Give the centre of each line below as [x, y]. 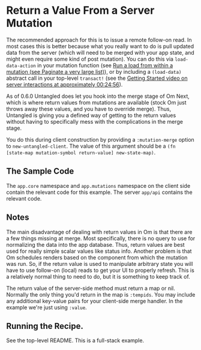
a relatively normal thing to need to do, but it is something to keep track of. [98, 276]
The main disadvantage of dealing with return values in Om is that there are [99, 232]
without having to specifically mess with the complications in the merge [94, 121]
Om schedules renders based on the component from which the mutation [97, 257]
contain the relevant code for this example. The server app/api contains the [100, 192]
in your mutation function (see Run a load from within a [105, 65]
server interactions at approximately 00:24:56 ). [64, 84]
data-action [21, 66]
